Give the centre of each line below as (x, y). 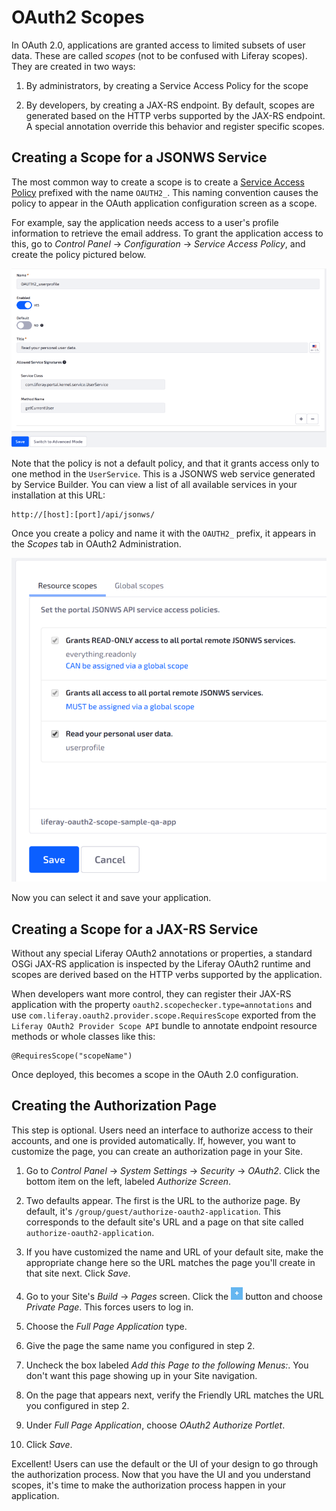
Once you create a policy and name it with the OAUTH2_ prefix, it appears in (164, 533)
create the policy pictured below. (79, 254)
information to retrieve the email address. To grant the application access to (167, 233)
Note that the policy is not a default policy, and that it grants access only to (165, 463)
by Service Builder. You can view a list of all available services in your (154, 484)
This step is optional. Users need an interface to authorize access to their (162, 1130)
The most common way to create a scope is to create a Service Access (158, 182)
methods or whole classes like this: (83, 1037)
